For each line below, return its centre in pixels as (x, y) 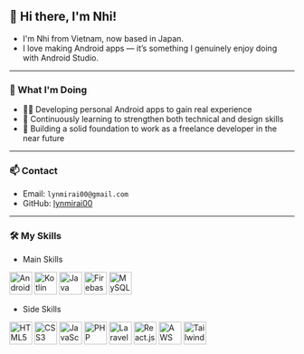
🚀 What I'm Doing (48, 90)
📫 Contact (33, 171)
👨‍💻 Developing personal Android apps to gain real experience (137, 110)
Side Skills (42, 309)
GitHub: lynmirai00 (57, 204)
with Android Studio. (61, 57)
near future (43, 139)
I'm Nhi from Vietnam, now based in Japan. (103, 38)
